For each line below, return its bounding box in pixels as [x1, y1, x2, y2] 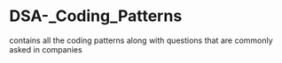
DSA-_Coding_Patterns [9, 6, 183, 26]
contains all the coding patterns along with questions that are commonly [9, 35, 273, 45]
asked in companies [9, 44, 82, 54]
